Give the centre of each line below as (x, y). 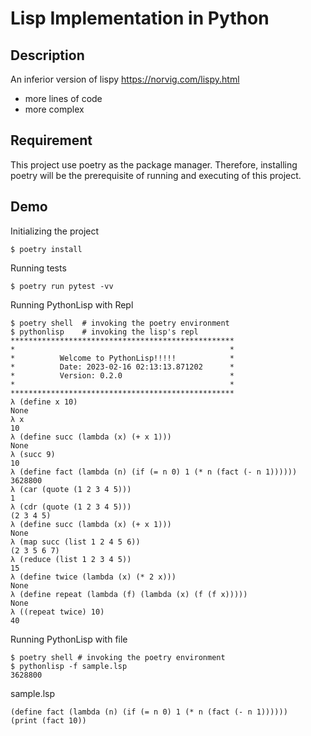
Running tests (38, 268)
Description (47, 55)
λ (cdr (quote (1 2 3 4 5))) (71, 507)
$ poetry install (46, 249)
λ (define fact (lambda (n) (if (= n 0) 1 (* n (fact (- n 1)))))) (154, 472)
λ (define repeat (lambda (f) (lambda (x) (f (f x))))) (129, 594)
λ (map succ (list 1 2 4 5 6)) (75, 542)
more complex (54, 109)
